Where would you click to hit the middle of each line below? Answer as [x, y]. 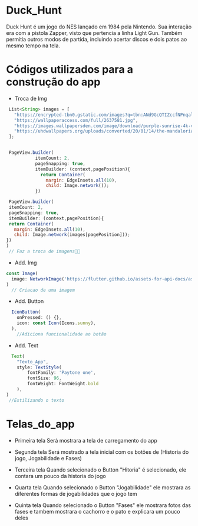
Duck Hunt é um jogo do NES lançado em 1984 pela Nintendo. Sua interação [99, 27]
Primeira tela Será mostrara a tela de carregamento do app [86, 440]
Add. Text [26, 345]
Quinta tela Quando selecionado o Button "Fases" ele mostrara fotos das [103, 505]
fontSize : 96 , [44, 378]
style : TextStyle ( [39, 367]
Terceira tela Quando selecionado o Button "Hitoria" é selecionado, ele [100, 469]
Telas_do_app [40, 424]
